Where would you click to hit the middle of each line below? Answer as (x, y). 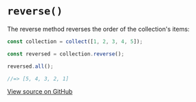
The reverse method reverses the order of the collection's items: (98, 29)
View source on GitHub (40, 92)
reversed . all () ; (30, 66)
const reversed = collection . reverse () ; (66, 54)
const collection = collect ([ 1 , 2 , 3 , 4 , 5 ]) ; (75, 41)
